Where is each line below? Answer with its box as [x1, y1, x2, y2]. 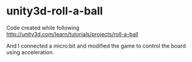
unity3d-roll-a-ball [6, 4, 103, 18]
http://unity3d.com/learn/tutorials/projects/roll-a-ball [6, 30, 139, 37]
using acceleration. [6, 48, 55, 55]
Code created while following [6, 24, 80, 31]
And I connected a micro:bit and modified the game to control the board [6, 42, 187, 49]
